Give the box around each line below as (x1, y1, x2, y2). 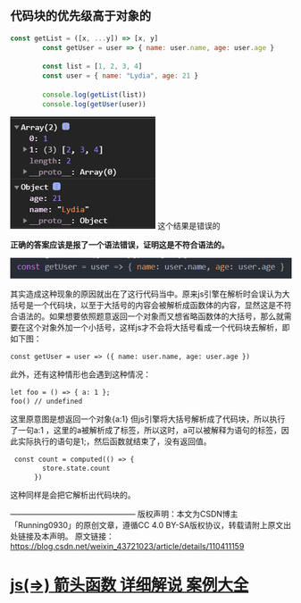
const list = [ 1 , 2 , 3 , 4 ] (42, 62, 143, 71)
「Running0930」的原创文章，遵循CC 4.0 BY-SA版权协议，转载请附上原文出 (10, 519, 292, 530)
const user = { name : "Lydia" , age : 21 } (42, 71, 199, 80)
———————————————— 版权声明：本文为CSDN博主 (10, 508, 238, 519)
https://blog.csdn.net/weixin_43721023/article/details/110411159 (10, 540, 245, 551)
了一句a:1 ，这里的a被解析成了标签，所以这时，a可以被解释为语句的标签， (10, 424, 282, 435)
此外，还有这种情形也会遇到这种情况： (10, 369, 151, 380)
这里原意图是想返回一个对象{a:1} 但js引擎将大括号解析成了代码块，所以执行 (10, 414, 286, 424)
